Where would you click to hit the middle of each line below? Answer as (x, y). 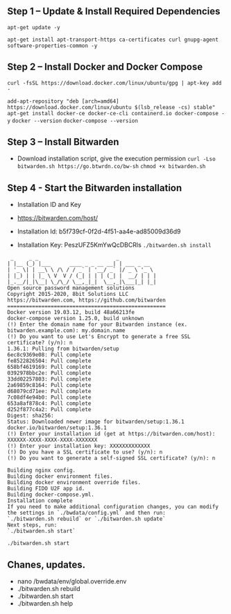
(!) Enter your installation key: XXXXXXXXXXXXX (79, 446)
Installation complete (40, 501)
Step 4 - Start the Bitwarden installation (95, 188)
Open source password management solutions (71, 288)
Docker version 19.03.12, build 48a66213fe (71, 313)
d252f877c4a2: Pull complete (49, 410)
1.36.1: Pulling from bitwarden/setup (63, 349)
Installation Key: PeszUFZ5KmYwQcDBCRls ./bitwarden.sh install (114, 245)
